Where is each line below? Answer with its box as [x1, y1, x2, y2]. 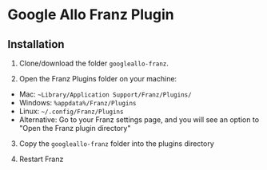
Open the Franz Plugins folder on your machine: [18, 74, 177, 83]
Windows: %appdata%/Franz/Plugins [18, 98, 137, 107]
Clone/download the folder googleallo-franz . [18, 58, 169, 68]
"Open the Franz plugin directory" [18, 124, 131, 132]
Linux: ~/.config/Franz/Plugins [18, 106, 124, 116]
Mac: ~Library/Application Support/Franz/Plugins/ [18, 89, 193, 99]
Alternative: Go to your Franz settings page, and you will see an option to [18, 115, 260, 125]
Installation [7, 38, 65, 51]
